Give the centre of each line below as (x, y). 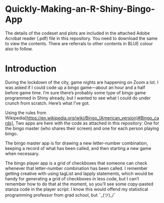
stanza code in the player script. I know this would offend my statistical (77, 189)
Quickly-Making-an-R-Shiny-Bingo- (80, 9)
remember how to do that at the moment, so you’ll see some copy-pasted (79, 184)
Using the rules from (26, 113)
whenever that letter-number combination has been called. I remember (76, 168)
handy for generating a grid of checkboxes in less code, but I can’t (72, 178)
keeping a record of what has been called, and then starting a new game (78, 148)
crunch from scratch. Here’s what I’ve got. (47, 103)
